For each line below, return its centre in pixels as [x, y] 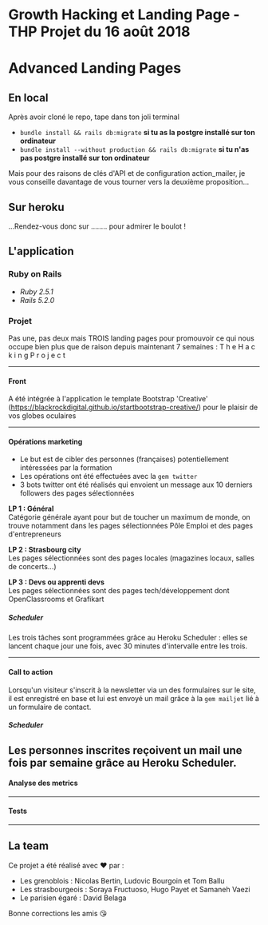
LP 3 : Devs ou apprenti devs [57, 582]
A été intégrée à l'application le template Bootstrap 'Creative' [108, 399]
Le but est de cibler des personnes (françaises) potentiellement [124, 459]
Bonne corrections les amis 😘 [58, 913]
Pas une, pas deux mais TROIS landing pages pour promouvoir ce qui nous [132, 338]
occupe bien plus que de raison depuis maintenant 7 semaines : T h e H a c [132, 346]
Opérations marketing [45, 441]
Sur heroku [37, 207]
